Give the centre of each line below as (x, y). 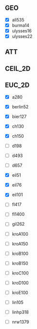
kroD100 (20, 283)
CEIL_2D (18, 69)
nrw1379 (20, 322)
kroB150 (20, 263)
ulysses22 (22, 36)
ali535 (18, 20)
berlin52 (20, 106)
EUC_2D (17, 85)
